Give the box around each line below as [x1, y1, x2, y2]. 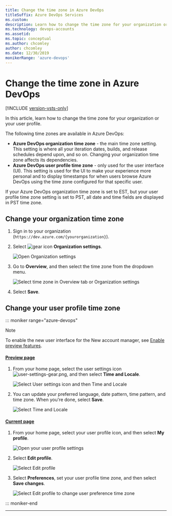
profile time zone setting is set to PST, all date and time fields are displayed [5, 194, 164, 200]
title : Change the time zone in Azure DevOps [5, 7, 104, 13]
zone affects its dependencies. [12, 157, 78, 163]
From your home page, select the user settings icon [12, 366, 122, 372]
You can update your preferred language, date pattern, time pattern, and [12, 391, 166, 397]
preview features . [5, 342, 42, 349]
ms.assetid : [5, 31, 31, 36]
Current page [5, 418, 35, 424]
